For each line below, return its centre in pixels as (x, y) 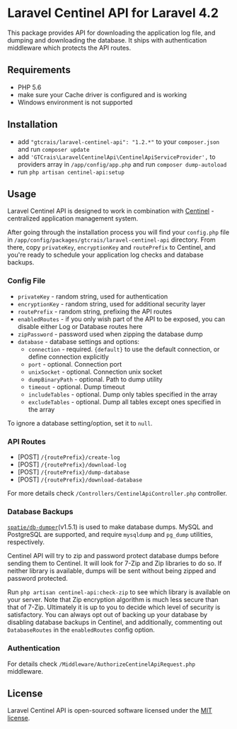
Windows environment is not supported (75, 102)
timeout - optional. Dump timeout (76, 386)
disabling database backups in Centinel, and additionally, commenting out (115, 623)
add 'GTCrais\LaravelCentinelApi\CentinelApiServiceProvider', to (116, 157)
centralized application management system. (73, 218)
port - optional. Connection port (75, 364)
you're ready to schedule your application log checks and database (105, 255)
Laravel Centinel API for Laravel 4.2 (113, 13)
